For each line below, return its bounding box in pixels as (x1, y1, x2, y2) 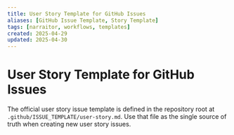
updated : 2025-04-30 (7, 37, 68, 44)
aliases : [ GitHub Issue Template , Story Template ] (7, 17, 159, 24)
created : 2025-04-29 (7, 30, 68, 37)
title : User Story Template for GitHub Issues (7, 10, 146, 18)
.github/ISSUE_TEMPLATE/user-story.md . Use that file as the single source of (7, 112, 227, 121)
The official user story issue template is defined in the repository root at (7, 105, 215, 113)
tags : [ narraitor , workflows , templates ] (7, 23, 131, 30)
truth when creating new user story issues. (7, 120, 131, 129)
